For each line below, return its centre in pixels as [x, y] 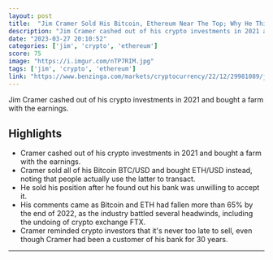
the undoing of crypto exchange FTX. [83, 222]
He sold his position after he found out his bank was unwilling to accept [140, 188]
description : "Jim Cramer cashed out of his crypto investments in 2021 [134, 31]
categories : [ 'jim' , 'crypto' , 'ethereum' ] [83, 46]
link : [17, 76]
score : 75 [25, 54]
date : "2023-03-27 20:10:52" [58, 39]
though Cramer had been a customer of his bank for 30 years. [124, 240]
